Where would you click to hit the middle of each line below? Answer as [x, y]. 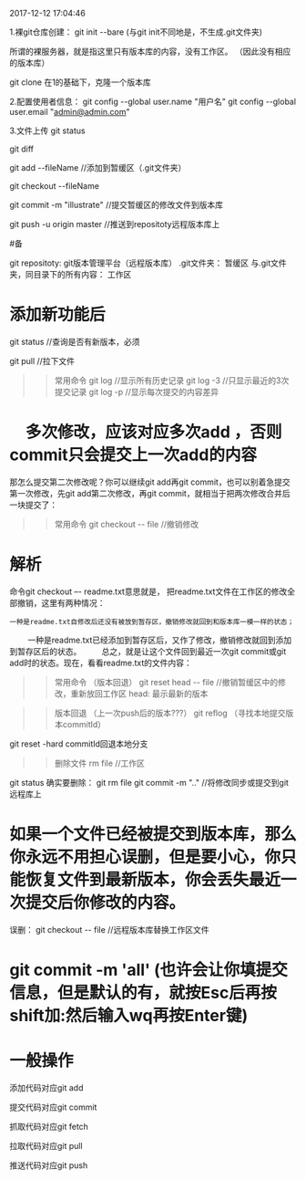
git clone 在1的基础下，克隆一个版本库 [81, 82]
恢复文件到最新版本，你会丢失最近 [153, 880]
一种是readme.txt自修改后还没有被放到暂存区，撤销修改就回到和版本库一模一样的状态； [152, 621]
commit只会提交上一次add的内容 [133, 455]
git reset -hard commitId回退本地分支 [79, 744]
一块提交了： [33, 505]
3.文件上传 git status [47, 131]
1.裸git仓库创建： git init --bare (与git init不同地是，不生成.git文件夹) [136, 32]
